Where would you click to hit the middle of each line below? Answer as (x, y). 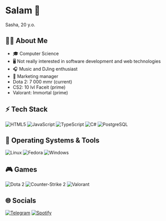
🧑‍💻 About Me (27, 41)
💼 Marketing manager (35, 76)
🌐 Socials (21, 200)
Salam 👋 (23, 11)
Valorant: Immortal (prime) (40, 92)
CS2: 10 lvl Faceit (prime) (39, 87)
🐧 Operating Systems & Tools (52, 140)
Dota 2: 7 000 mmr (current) (42, 82)
